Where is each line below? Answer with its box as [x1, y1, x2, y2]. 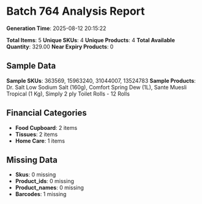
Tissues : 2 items [15, 130, 58, 138]
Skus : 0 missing [15, 171, 56, 178]
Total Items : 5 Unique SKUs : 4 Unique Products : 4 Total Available [6, 36, 176, 43]
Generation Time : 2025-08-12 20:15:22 [6, 25, 107, 32]
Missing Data [6, 154, 58, 165]
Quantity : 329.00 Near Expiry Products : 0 [6, 43, 114, 50]
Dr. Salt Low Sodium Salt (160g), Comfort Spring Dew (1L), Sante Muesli [6, 83, 187, 91]
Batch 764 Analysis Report [6, 4, 145, 18]
